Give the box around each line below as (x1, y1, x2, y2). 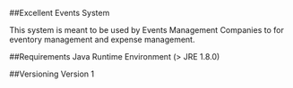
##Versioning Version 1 (9, 68, 95, 79)
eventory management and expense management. (9, 35, 195, 44)
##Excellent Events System (9, 8, 110, 18)
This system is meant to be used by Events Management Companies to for (9, 25, 284, 35)
